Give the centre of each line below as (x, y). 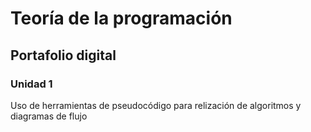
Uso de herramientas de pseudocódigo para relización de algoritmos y (156, 105)
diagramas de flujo (49, 116)
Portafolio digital (63, 55)
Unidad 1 (31, 84)
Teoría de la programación (121, 18)
